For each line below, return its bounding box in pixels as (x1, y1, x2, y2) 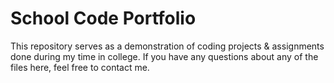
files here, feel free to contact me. (10, 61, 150, 73)
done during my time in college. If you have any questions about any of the (10, 50, 319, 62)
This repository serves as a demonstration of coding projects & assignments (10, 40, 325, 52)
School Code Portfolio (10, 7, 197, 30)
